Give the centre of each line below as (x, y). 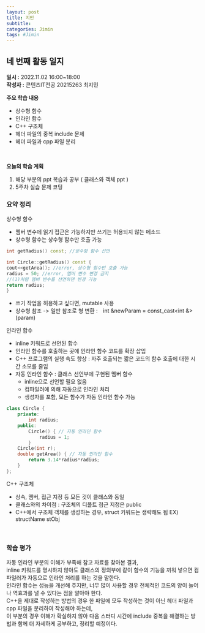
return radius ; (26, 285)
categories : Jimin (30, 29)
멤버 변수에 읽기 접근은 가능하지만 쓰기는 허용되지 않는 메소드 (88, 232)
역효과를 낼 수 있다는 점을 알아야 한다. (58, 593)
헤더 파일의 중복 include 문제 (50, 134)
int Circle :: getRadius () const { (49, 262)
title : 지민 (20, 18)
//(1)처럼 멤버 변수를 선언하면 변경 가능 (51, 279)
